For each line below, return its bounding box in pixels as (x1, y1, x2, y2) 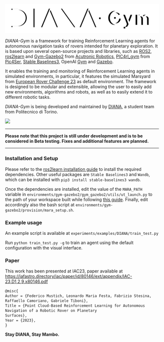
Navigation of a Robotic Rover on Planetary (5, 308, 97, 313)
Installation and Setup (5, 155, 59, 162)
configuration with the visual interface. (5, 245, 83, 251)
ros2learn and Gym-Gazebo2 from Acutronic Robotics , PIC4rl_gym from (5, 53, 150, 60)
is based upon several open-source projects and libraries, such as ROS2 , (5, 48, 152, 54)
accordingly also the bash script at (5, 202, 75, 207)
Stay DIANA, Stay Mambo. (5, 332, 60, 338)
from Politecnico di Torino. (5, 109, 59, 115)
